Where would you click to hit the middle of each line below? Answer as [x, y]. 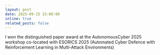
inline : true [18, 18]
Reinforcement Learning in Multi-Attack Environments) [60, 47]
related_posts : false [27, 23]
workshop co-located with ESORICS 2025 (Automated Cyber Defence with [80, 42]
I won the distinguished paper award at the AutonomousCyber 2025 [73, 37]
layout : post [18, 9]
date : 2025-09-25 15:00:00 [32, 14]
